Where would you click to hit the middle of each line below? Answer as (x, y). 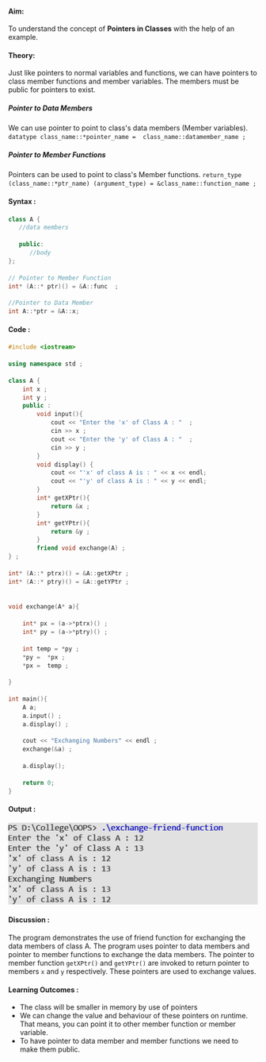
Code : (19, 329)
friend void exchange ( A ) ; (81, 548)
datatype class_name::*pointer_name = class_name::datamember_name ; (127, 137)
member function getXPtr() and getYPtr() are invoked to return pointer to (129, 963)
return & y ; (70, 531)
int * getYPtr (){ (63, 523)
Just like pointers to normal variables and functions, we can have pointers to (133, 73)
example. (23, 37)
